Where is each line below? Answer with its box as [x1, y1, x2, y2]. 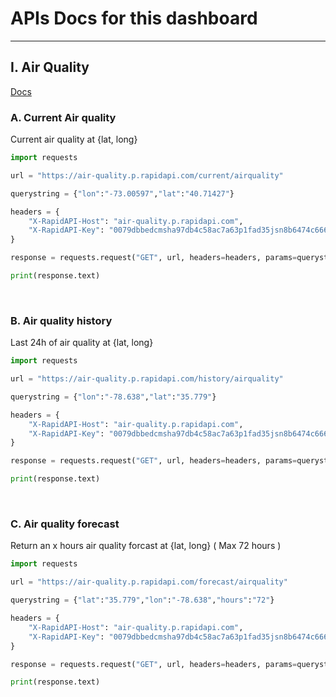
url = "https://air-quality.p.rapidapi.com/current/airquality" [10, 170, 284, 181]
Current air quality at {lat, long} [10, 133, 138, 146]
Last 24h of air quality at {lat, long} [10, 337, 154, 349]
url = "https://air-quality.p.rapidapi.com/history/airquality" [10, 374, 284, 384]
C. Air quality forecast [10, 517, 120, 531]
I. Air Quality [10, 59, 90, 76]
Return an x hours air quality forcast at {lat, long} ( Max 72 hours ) [10, 540, 282, 552]
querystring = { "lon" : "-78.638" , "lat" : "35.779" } [10, 392, 217, 402]
